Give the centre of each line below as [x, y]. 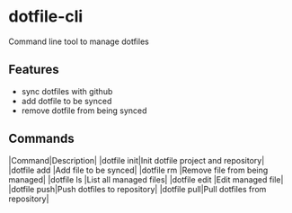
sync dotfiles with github [67, 91]
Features [34, 70]
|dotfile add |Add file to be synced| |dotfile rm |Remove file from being [138, 170]
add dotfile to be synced [66, 101]
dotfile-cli [46, 17]
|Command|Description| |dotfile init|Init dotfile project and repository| [137, 160]
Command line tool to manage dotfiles [79, 41]
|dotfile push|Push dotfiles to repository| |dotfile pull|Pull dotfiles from [137, 189]
